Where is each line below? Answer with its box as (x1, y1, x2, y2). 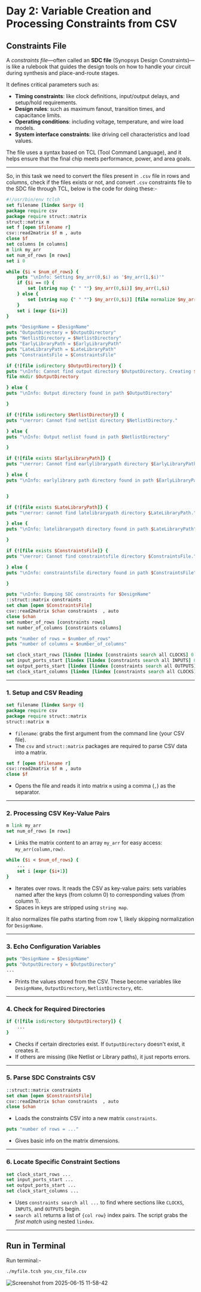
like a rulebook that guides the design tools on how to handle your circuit (11, 63, 191, 70)
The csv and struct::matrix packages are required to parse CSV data (14, 742, 187, 749)
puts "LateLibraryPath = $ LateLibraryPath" (6, 346, 117, 352)
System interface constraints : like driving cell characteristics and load (14, 131, 190, 138)
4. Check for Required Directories (6, 1004, 106, 1013)
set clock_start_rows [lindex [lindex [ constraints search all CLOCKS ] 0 (6, 652, 194, 658)
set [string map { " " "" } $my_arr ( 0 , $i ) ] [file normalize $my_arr (28, 296, 197, 302)
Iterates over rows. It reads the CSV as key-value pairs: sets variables (14, 885, 187, 892)
